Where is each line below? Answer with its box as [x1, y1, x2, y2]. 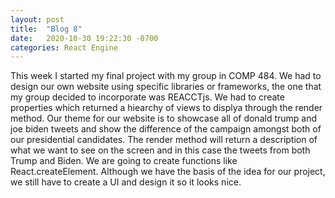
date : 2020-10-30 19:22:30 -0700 [10, 33, 159, 43]
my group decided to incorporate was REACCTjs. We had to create [10, 91, 285, 103]
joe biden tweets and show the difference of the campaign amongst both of [10, 123, 322, 135]
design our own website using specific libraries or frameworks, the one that [10, 81, 322, 93]
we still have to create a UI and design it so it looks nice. [10, 176, 242, 188]
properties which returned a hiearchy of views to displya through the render [10, 102, 323, 114]
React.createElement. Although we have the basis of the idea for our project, [10, 166, 326, 178]
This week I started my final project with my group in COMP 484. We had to [10, 70, 322, 82]
